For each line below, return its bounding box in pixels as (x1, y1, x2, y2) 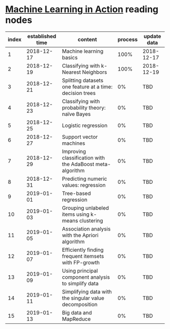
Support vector (62, 133, 98, 140)
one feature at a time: (62, 83, 113, 90)
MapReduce (62, 315, 91, 322)
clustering (79, 217, 103, 224)
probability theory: (62, 104, 106, 111)
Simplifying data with (62, 288, 112, 295)
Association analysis (62, 225, 111, 232)
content (77, 36, 97, 43)
